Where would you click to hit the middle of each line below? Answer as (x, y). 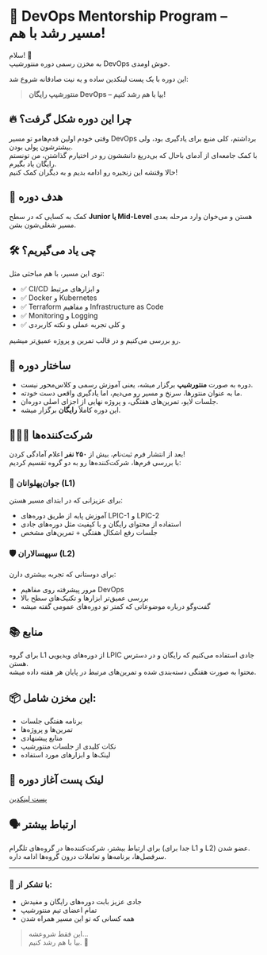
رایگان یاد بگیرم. (33, 164)
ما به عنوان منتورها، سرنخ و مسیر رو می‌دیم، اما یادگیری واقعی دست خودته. (131, 393)
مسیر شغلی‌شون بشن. (42, 225)
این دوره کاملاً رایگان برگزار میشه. (71, 410)
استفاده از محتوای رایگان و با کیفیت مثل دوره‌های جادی (101, 524)
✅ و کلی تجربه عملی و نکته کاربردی (73, 325)
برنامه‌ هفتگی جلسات (51, 721)
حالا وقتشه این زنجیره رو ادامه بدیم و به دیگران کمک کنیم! (93, 172)
